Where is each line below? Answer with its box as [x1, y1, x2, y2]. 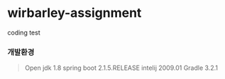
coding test [7, 28, 40, 37]
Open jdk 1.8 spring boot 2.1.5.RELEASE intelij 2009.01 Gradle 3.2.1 [24, 63, 219, 72]
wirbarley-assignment [7, 5, 142, 21]
